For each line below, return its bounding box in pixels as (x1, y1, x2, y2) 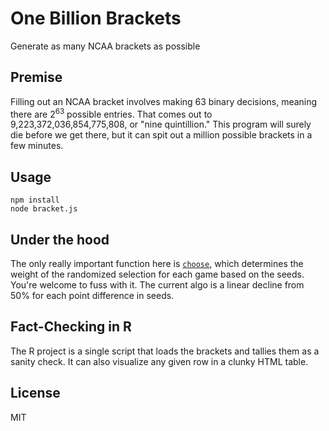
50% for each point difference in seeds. (10, 290, 175, 302)
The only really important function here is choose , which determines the (10, 258, 304, 270)
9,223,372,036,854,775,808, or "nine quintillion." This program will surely (10, 118, 312, 131)
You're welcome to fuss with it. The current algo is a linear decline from (10, 279, 305, 291)
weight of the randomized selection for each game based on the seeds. (10, 268, 305, 281)
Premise (10, 69, 63, 86)
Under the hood (10, 231, 110, 248)
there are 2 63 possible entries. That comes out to (10, 106, 213, 120)
